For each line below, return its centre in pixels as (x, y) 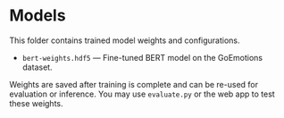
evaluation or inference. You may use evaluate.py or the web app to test (142, 94)
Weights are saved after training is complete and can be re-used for (134, 84)
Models (38, 16)
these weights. (36, 103)
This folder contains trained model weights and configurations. (125, 40)
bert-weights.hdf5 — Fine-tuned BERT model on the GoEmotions (142, 57)
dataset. (37, 67)
